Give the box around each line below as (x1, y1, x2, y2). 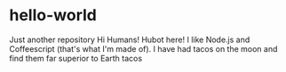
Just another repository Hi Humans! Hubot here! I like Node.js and (9, 34, 250, 45)
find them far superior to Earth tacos (9, 53, 143, 63)
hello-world (9, 5, 98, 25)
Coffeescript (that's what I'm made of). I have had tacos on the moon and (9, 43, 278, 54)
